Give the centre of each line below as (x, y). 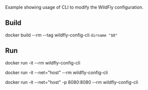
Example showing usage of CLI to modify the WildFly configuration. (74, 7)
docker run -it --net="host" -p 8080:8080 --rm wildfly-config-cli (72, 82)
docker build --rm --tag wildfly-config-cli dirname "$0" (62, 35)
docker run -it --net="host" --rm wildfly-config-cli (57, 72)
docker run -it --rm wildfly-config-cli (43, 62)
